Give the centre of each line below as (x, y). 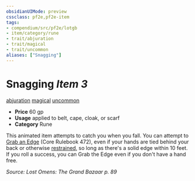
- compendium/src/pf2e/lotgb (42, 28)
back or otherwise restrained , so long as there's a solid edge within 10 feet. (97, 148)
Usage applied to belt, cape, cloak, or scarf (67, 118)
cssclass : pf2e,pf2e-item (38, 17)
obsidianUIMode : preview (36, 11)
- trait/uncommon (27, 50)
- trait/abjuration (30, 39)
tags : (13, 22)
